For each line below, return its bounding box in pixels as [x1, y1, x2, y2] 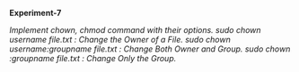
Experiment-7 [9, 8, 62, 18]
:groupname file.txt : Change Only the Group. [9, 53, 177, 63]
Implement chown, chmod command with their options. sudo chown [9, 25, 262, 35]
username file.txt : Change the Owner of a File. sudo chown [9, 35, 231, 44]
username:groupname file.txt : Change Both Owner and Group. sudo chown [9, 44, 291, 54]
